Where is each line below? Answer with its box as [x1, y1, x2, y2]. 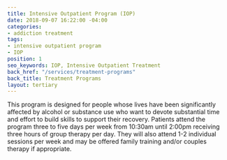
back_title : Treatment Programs [7, 74, 101, 82]
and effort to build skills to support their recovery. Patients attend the [7, 115, 206, 124]
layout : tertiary [7, 81, 58, 88]
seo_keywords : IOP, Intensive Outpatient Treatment [7, 62, 161, 69]
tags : [7, 36, 23, 43]
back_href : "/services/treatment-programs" [7, 68, 136, 75]
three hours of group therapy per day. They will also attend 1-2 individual [7, 130, 217, 138]
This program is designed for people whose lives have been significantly [7, 100, 217, 109]
